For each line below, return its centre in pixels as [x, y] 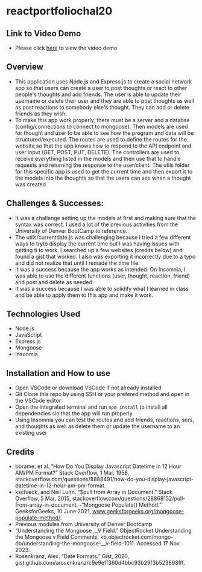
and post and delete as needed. [54, 282]
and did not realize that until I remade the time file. [77, 263]
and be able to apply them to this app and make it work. [84, 295]
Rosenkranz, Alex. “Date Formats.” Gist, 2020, [72, 556]
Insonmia [26, 354]
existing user [31, 433]
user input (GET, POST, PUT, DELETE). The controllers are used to [97, 152]
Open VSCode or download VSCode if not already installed [88, 388]
